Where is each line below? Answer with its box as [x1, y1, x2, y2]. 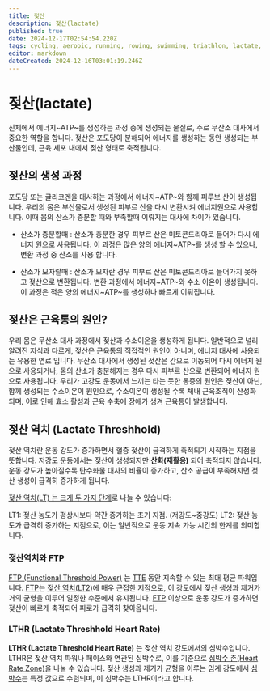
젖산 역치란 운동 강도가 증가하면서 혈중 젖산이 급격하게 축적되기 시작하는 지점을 [8, 446, 257, 456]
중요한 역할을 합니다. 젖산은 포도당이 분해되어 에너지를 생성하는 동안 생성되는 [8, 133, 251, 142]
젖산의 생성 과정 [8, 169, 82, 183]
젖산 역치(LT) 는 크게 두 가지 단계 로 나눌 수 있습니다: [8, 493, 172, 502]
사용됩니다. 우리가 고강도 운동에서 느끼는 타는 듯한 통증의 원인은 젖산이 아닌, [23, 376, 263, 386]
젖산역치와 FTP [8, 553, 65, 564]
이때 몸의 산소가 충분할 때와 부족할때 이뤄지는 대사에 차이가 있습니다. [25, 212, 241, 222]
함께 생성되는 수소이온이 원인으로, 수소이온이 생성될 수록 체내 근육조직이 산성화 [8, 386, 257, 396]
